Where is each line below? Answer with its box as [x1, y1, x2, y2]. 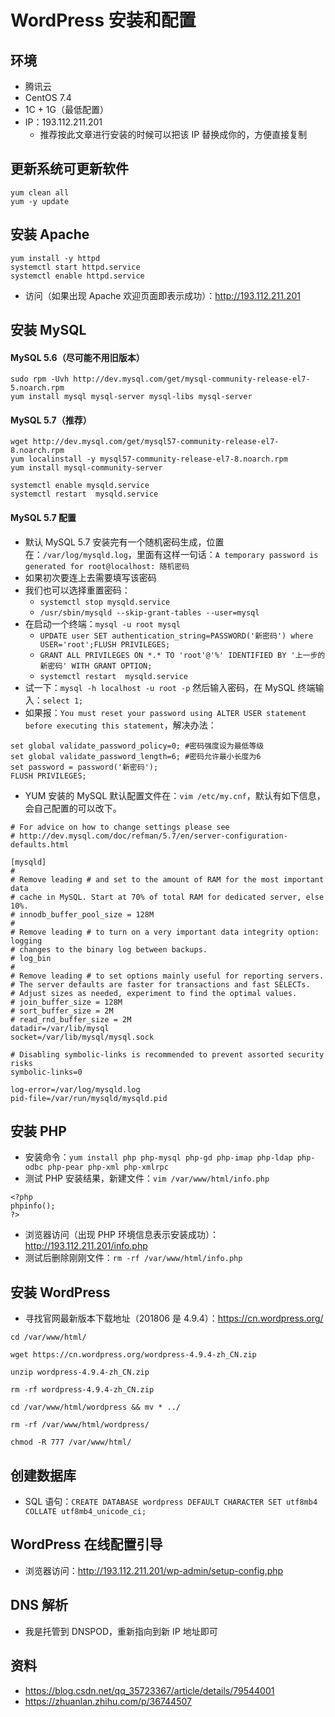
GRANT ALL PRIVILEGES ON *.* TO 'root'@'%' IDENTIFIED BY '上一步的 [39, 650, 326, 660]
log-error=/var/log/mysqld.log [10, 1084, 141, 1095]
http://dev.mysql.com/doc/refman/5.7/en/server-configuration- [19, 831, 288, 841]
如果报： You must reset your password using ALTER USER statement [24, 706, 307, 718]
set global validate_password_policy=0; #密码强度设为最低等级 [10, 741, 265, 751]
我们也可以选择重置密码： [24, 584, 131, 596]
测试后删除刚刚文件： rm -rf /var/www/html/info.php [24, 1252, 243, 1264]
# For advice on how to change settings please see [10, 822, 230, 832]
